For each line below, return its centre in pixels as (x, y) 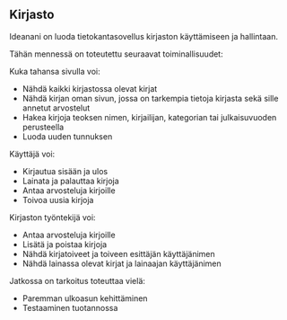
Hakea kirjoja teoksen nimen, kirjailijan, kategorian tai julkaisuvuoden (149, 117)
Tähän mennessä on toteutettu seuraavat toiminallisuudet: (116, 54)
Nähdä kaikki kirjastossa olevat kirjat (90, 88)
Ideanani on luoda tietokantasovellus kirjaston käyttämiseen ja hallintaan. (143, 36)
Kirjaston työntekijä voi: (52, 217)
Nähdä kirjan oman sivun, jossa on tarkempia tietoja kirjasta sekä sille (150, 98)
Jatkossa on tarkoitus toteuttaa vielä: (78, 280)
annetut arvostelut (56, 108)
